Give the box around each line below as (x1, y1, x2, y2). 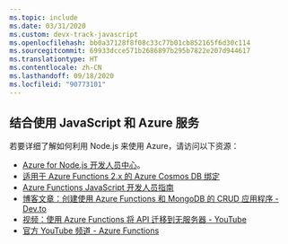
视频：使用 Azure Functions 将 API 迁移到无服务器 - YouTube (22, 214, 247, 225)
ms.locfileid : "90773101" (9, 80, 106, 89)
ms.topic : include (9, 13, 78, 22)
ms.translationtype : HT (9, 55, 99, 64)
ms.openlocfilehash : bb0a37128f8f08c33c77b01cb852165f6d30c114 (9, 38, 251, 48)
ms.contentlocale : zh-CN (9, 64, 102, 73)
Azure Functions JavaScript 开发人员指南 (22, 182, 175, 193)
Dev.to (22, 204, 47, 214)
